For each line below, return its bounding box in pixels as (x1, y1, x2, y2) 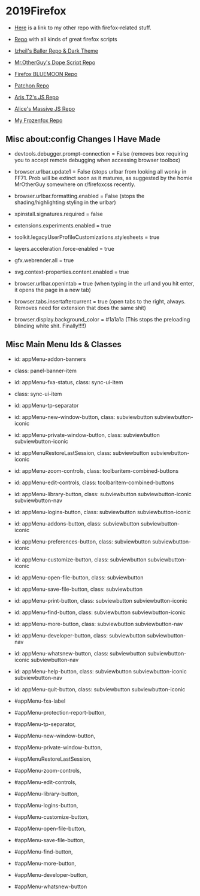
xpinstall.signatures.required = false (14, 210, 103, 217)
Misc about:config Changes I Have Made (5, 134, 161, 144)
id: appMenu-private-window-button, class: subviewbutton (14, 431, 160, 438)
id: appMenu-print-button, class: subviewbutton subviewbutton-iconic (14, 597, 187, 604)
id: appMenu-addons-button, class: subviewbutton (14, 520, 140, 527)
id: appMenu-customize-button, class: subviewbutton (14, 555, 147, 563)
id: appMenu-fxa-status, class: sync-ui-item (14, 378, 123, 385)
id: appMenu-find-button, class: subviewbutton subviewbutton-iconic (14, 609, 186, 616)
